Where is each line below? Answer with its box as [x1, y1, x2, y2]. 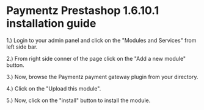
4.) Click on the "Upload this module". [6, 84, 101, 92]
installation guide [6, 16, 97, 30]
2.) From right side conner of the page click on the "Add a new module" [6, 55, 186, 62]
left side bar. [6, 43, 38, 50]
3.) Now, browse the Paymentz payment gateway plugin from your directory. [6, 73, 199, 80]
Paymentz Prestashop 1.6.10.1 [6, 4, 159, 18]
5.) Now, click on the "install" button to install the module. [6, 97, 151, 104]
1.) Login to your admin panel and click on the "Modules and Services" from [6, 36, 197, 44]
